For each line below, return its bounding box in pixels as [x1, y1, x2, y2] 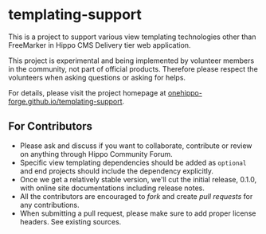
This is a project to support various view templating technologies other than [8, 32, 256, 41]
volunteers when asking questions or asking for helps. [8, 72, 186, 82]
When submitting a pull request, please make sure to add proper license [19, 209, 256, 218]
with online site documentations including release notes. [19, 183, 205, 193]
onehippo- [167, 88, 203, 97]
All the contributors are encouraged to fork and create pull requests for [19, 191, 253, 201]
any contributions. [19, 200, 80, 209]
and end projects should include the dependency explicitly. [19, 166, 213, 176]
